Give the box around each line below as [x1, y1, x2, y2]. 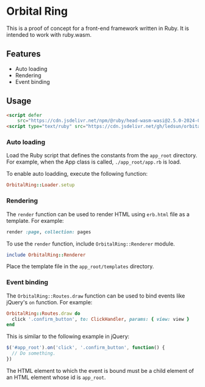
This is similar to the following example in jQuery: [6, 333, 130, 340]
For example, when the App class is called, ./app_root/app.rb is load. [6, 158, 181, 166]
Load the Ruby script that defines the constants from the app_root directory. [6, 152, 198, 159]
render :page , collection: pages [6, 228, 92, 235]
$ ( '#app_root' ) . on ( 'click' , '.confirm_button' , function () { [6, 345, 165, 351]
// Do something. [12, 350, 56, 356]
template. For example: [6, 217, 64, 224]
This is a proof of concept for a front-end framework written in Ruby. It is [6, 24, 189, 32]
